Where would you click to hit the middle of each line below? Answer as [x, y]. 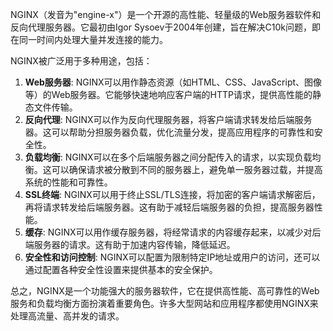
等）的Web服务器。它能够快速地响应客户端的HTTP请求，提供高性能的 [168, 94]
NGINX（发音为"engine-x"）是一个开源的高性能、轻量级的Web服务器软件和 [166, 14]
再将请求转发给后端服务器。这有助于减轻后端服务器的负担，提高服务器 [169, 207]
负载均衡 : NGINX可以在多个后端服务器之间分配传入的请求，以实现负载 [168, 157]
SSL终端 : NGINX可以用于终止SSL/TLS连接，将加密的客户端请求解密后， [172, 194]
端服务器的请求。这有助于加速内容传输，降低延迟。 [130, 244]
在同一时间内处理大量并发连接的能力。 [89, 39]
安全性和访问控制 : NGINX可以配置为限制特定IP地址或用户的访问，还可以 [172, 257]
